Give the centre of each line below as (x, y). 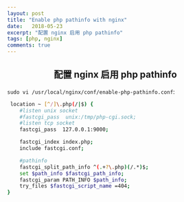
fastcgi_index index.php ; (57, 142)
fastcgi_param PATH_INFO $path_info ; (73, 180)
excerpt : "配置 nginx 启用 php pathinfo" (65, 33)
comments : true (29, 45)
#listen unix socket (49, 110)
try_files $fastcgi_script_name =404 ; (75, 186)
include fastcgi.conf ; (52, 149)
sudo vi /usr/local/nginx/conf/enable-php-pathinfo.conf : (91, 91)
